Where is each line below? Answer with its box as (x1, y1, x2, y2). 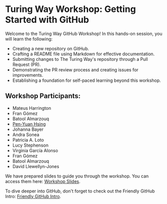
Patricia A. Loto (12, 137, 44, 143)
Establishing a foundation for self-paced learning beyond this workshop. (12, 77, 161, 83)
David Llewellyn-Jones (12, 163, 59, 169)
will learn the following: (5, 36, 53, 42)
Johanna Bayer (12, 126, 44, 132)
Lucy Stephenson (12, 142, 49, 148)
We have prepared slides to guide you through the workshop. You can (5, 173, 149, 179)
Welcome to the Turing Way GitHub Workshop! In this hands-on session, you (5, 30, 163, 36)
